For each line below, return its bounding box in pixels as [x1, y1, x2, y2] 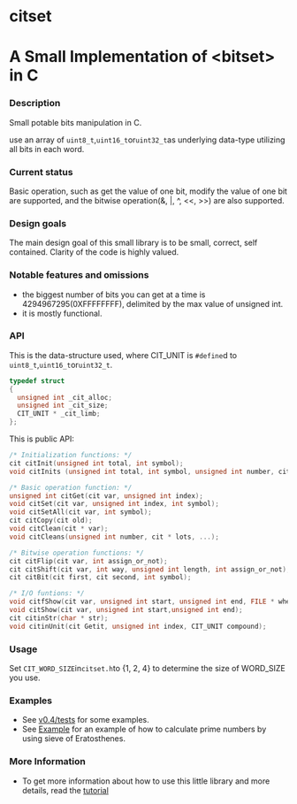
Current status [9, 165, 73, 178]
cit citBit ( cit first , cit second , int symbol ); [9, 573, 192, 582]
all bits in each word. [9, 143, 85, 154]
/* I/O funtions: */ [9, 589, 86, 598]
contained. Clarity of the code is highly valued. [9, 247, 179, 257]
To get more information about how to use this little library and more [21, 776, 270, 786]
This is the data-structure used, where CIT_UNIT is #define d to [9, 349, 237, 360]
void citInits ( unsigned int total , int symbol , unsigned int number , [9, 467, 275, 476]
